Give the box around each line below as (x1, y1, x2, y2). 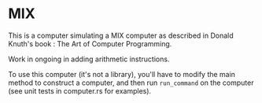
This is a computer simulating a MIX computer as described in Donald (8, 31, 234, 40)
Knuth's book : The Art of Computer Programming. (8, 39, 172, 48)
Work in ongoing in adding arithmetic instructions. (8, 54, 170, 64)
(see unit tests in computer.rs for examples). (8, 86, 152, 95)
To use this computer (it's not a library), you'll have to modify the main (8, 69, 236, 79)
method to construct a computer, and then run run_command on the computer (8, 78, 254, 87)
